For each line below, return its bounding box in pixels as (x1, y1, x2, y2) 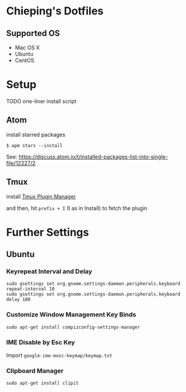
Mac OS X (14, 44, 40, 51)
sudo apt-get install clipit (6, 380, 79, 387)
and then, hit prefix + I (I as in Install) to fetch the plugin (6, 204, 148, 211)
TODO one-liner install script (6, 97, 77, 104)
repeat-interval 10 (6, 286, 55, 292)
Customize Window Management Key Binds (6, 310, 136, 319)
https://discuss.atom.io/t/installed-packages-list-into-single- (19, 153, 169, 160)
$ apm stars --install (6, 142, 63, 148)
